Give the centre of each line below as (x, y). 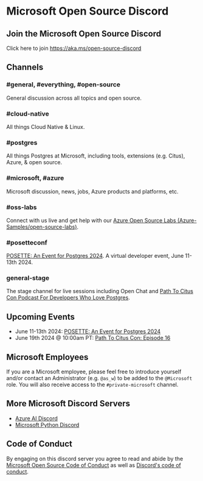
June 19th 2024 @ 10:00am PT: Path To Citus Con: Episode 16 (93, 338)
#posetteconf (27, 243)
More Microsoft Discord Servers (68, 403)
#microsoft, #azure (35, 178)
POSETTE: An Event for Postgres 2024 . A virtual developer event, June (95, 256)
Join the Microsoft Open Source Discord (84, 34)
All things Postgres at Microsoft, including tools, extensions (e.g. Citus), (96, 156)
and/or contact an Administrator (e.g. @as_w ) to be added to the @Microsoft (99, 378)
